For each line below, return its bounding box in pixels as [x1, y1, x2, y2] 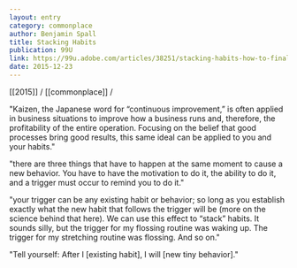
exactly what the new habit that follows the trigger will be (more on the [9, 203, 267, 214]
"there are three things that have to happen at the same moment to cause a [9, 158, 283, 169]
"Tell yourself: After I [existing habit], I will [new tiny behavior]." [9, 249, 239, 259]
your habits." [9, 141, 56, 151]
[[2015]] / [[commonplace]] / [9, 86, 113, 97]
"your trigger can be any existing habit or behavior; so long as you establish [9, 194, 286, 204]
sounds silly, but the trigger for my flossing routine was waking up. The [9, 222, 268, 233]
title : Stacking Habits [9, 37, 97, 47]
